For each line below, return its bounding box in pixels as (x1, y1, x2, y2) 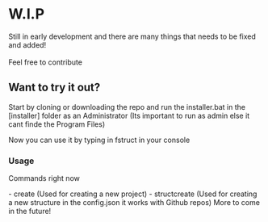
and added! (8, 40, 47, 49)
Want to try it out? (8, 81, 101, 94)
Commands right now (8, 174, 81, 183)
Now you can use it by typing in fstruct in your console (8, 135, 191, 145)
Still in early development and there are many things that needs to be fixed (8, 31, 257, 41)
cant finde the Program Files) (8, 119, 106, 129)
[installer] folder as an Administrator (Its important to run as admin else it (8, 111, 250, 120)
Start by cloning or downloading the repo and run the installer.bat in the (8, 102, 246, 111)
